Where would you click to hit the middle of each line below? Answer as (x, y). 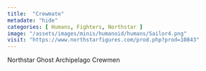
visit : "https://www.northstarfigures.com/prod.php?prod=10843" (103, 40)
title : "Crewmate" (36, 14)
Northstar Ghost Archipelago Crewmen (64, 60)
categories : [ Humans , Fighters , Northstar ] (75, 27)
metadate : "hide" (33, 20)
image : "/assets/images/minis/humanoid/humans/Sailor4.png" (97, 33)
